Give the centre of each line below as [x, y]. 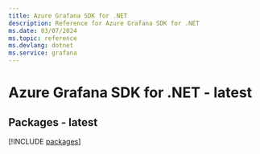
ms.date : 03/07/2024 [43, 30]
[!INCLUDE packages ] [45, 142]
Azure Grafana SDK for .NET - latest [130, 93]
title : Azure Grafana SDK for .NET [68, 16]
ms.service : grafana [43, 53]
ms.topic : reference [43, 38]
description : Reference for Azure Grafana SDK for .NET [104, 23]
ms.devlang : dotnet [41, 46]
